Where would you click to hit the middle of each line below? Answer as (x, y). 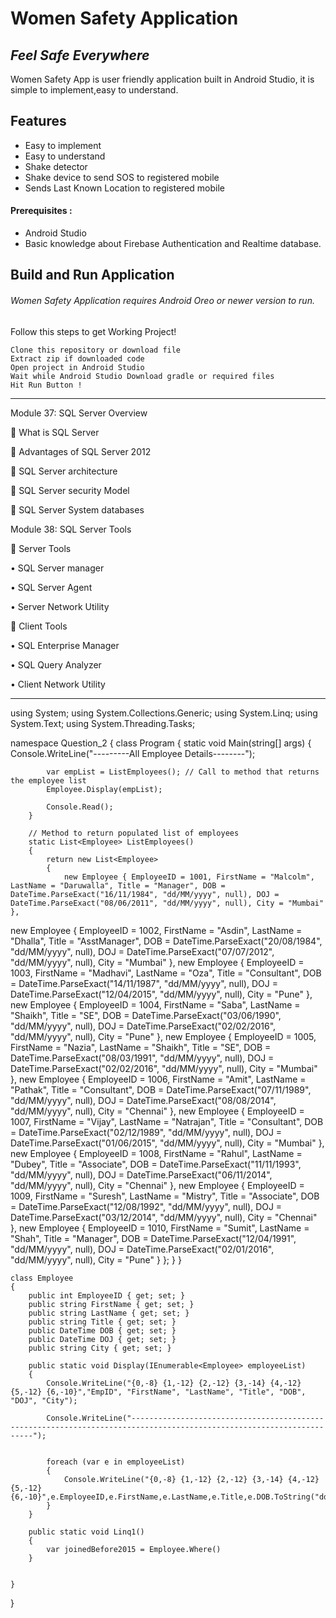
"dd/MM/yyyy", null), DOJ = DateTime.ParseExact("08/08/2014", (143, 1100)
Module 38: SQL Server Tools (71, 529)
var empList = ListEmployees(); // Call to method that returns (183, 772)
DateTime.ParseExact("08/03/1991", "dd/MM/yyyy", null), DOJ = (142, 1058)
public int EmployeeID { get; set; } (107, 1295)
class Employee (42, 1278)
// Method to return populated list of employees (134, 833)
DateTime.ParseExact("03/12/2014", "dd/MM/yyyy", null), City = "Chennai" (164, 1217)
